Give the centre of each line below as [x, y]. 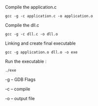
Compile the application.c [31, 7]
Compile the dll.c [22, 25]
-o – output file [20, 98]
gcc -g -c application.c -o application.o [49, 16]
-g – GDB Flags [20, 79]
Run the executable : [26, 61]
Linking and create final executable [40, 43]
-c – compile [18, 89]
